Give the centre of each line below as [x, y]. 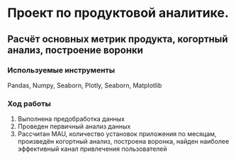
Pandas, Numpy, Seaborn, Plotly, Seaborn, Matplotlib [85, 85]
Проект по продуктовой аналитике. [118, 13]
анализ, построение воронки [75, 50]
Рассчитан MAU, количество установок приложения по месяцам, [117, 134]
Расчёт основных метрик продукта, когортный [118, 39]
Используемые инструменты [61, 70]
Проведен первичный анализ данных [74, 127]
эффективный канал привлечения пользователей [92, 149]
